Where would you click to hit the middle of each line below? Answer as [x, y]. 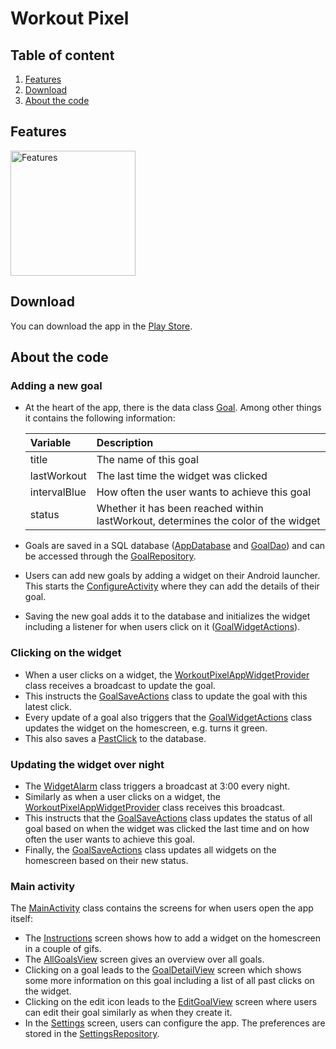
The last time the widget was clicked [182, 476]
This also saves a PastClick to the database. [115, 738]
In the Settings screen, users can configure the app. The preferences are [175, 1023]
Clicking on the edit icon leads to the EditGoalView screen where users [171, 1002]
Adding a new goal [56, 385]
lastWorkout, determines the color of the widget [208, 521]
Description [125, 443]
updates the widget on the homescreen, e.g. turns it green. [146, 728]
